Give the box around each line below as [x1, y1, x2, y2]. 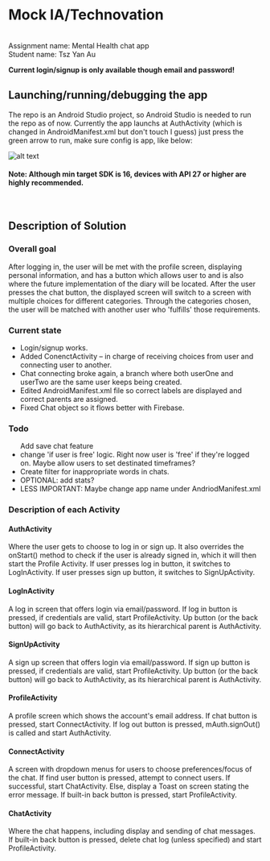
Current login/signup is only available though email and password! [8, 64, 235, 74]
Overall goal [8, 243, 57, 255]
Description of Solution [8, 219, 127, 233]
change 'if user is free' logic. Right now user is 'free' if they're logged [19, 449, 250, 460]
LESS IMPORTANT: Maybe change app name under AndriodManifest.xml [19, 484, 261, 494]
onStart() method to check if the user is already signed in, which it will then [8, 550, 257, 561]
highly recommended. [8, 178, 84, 188]
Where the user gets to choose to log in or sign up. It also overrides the [8, 542, 244, 552]
